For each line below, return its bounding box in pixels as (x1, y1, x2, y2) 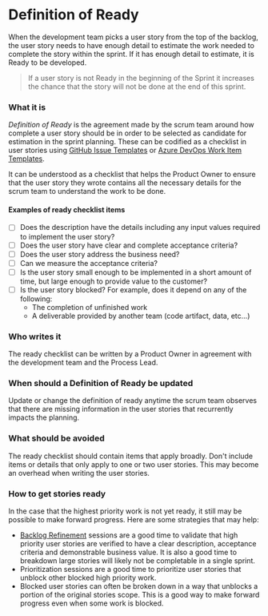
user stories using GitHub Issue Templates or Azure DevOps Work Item (8, 146, 242, 155)
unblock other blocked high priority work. (19, 573, 157, 582)
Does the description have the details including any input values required (19, 223, 261, 232)
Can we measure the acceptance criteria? (19, 258, 158, 268)
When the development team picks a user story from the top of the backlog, (8, 32, 258, 42)
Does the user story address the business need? (19, 249, 180, 259)
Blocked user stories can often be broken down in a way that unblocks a (19, 582, 258, 590)
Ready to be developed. (8, 58, 87, 67)
